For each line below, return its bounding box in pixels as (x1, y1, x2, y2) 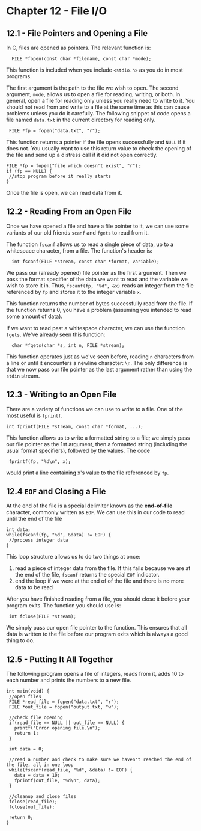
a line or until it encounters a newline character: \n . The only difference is (6, 359, 188, 366)
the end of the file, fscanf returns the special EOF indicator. (14, 571, 160, 578)
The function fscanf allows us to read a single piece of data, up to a (6, 241, 174, 248)
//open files (8, 693, 42, 700)
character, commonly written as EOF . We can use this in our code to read (6, 509, 185, 516)
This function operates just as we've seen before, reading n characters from (6, 353, 194, 360)
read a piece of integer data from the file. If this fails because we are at (14, 565, 191, 572)
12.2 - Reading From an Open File (6, 206, 132, 217)
